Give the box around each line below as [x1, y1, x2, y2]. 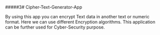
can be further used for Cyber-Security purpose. [5, 24, 105, 30]
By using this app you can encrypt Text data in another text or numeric [5, 14, 150, 19]
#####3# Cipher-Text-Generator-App [5, 4, 82, 10]
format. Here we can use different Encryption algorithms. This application [5, 19, 156, 25]
